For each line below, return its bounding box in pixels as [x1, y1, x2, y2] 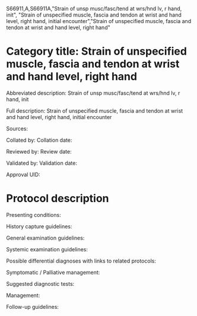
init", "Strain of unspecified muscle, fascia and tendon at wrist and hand [6, 11, 182, 18]
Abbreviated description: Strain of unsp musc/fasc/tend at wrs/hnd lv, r [6, 89, 180, 97]
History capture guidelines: [6, 222, 72, 230]
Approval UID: [6, 171, 40, 178]
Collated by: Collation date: [6, 136, 72, 143]
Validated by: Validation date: [6, 159, 77, 167]
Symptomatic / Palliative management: [6, 269, 100, 276]
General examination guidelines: [6, 234, 85, 241]
